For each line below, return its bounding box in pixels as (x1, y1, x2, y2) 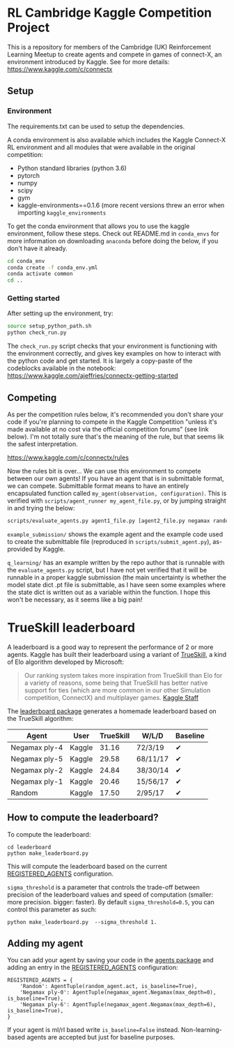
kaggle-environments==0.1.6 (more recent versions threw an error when (17, 201, 225, 209)
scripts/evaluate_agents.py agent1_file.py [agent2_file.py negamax (7, 517, 210, 524)
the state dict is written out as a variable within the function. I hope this (7, 588, 211, 596)
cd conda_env (7, 257, 45, 264)
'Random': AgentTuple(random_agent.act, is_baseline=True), (19, 983, 198, 990)
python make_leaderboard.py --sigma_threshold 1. (7, 918, 157, 925)
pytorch (17, 171, 40, 179)
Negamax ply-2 (10, 765, 63, 775)
